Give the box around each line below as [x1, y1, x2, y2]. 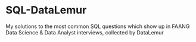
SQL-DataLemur [5, 3, 87, 17]
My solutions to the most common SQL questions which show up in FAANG [5, 23, 190, 30]
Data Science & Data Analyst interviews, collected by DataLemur [5, 29, 164, 36]
